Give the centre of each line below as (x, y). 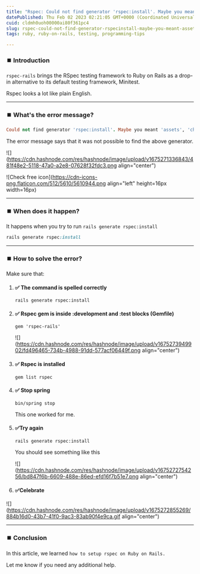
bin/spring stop (35, 403)
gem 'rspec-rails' (37, 327)
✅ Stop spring (32, 390)
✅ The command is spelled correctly (61, 287)
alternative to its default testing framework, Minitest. (76, 82)
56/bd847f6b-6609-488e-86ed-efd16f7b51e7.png (76, 477)
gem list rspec (34, 377)
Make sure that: (25, 274)
